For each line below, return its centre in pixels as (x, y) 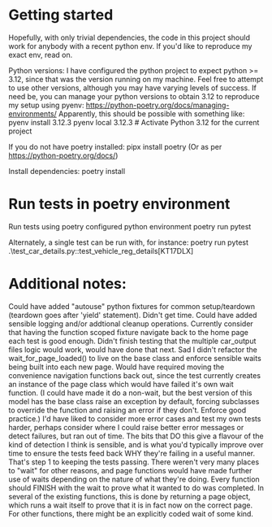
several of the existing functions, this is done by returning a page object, (130, 496)
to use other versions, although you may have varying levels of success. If (133, 88)
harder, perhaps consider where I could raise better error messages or (126, 427)
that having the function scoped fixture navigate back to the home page (129, 332)
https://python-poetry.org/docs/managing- (158, 105)
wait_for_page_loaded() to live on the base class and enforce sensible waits (135, 358)
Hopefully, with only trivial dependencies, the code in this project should (129, 37)
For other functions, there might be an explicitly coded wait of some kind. (131, 513)
